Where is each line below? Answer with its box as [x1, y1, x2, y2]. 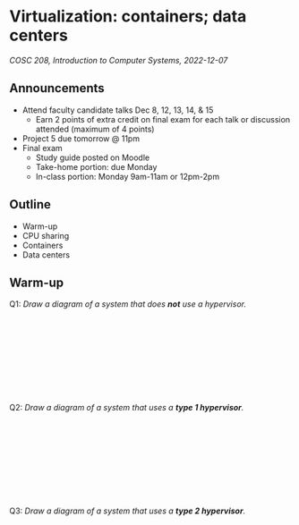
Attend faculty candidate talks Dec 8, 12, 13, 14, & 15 [21, 105, 214, 115]
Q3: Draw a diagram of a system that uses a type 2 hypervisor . [9, 505, 246, 516]
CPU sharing [21, 230, 70, 241]
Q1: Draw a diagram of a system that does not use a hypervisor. [9, 299, 246, 309]
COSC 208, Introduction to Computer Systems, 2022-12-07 [9, 55, 228, 65]
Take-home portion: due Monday [35, 161, 158, 172]
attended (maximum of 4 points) [35, 123, 155, 134]
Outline [9, 197, 51, 212]
